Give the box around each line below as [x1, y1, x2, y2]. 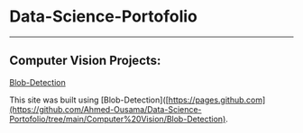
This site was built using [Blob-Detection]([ [9, 94, 170, 105]
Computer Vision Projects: [9, 53, 161, 68]
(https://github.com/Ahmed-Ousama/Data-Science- [9, 103, 202, 114]
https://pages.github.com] [168, 94, 266, 105]
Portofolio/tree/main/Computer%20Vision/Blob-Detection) [9, 113, 226, 124]
